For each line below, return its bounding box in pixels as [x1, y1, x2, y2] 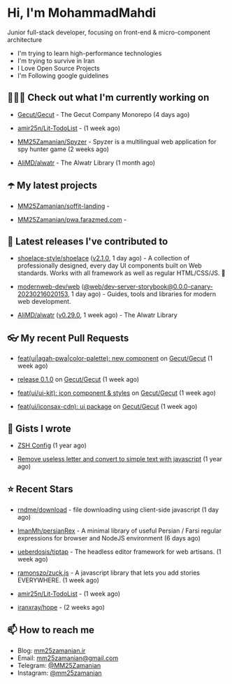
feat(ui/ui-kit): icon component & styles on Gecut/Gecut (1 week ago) [17, 389, 217, 397]
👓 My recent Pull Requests [7, 332, 129, 344]
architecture [7, 35, 43, 43]
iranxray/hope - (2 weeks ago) [17, 603, 105, 611]
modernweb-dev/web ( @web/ [17, 282, 105, 291]
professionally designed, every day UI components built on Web [17, 261, 203, 270]
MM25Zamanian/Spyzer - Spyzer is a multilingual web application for [17, 137, 217, 146]
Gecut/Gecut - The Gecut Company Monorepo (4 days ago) [17, 110, 190, 118]
